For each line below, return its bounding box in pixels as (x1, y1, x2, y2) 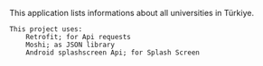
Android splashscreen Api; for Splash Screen (25, 48, 201, 57)
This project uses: (9, 25, 83, 34)
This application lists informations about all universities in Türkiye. (9, 8, 255, 18)
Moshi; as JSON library (25, 40, 116, 49)
